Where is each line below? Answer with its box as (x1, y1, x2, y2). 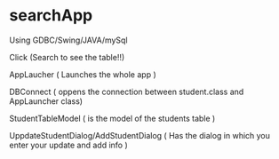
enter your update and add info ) (9, 139, 129, 150)
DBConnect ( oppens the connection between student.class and (9, 86, 244, 97)
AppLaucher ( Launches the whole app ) (9, 68, 157, 80)
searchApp (9, 5, 93, 26)
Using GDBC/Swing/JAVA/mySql (9, 35, 128, 45)
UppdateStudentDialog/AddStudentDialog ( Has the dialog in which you (9, 130, 271, 140)
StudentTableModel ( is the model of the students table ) (9, 113, 216, 123)
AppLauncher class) (9, 95, 83, 107)
